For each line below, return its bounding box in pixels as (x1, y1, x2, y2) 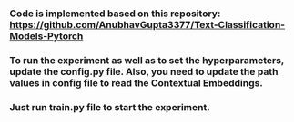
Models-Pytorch (9, 30, 84, 42)
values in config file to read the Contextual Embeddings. (9, 76, 264, 89)
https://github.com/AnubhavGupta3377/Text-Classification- (9, 18, 285, 31)
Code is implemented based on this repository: (9, 7, 221, 20)
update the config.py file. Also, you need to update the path (9, 65, 279, 78)
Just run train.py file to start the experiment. (9, 100, 211, 113)
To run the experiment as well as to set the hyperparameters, (9, 53, 285, 66)
